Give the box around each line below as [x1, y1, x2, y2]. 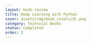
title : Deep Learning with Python [5, 12, 77, 17]
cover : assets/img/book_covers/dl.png [5, 16, 86, 21]
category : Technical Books [5, 21, 61, 26]
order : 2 [5, 30, 23, 35]
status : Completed [5, 26, 43, 31]
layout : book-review [5, 7, 48, 12]
